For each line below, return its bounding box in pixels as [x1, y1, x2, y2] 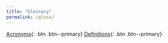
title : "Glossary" [6, 8, 52, 15]
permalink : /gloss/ [6, 14, 55, 20]
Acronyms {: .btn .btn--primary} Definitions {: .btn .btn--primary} [6, 30, 163, 37]
